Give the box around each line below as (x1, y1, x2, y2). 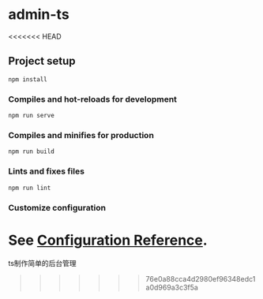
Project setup (8, 54, 77, 68)
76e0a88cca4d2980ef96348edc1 (145, 274, 256, 283)
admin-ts (8, 6, 70, 24)
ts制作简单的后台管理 (8, 258, 77, 267)
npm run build (8, 148, 55, 155)
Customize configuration (8, 202, 107, 213)
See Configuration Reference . (8, 231, 208, 249)
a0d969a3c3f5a (145, 282, 199, 292)
